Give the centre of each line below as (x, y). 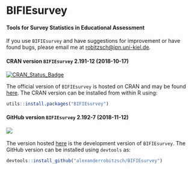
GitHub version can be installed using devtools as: (69, 150)
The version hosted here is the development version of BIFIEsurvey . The (96, 143)
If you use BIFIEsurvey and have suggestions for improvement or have (93, 41)
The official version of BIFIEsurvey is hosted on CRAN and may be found (96, 86)
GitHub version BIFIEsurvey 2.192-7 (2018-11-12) (68, 118)
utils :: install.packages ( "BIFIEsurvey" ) (58, 104)
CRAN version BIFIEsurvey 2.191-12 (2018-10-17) (68, 61)
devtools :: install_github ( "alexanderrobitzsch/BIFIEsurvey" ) (85, 160)
